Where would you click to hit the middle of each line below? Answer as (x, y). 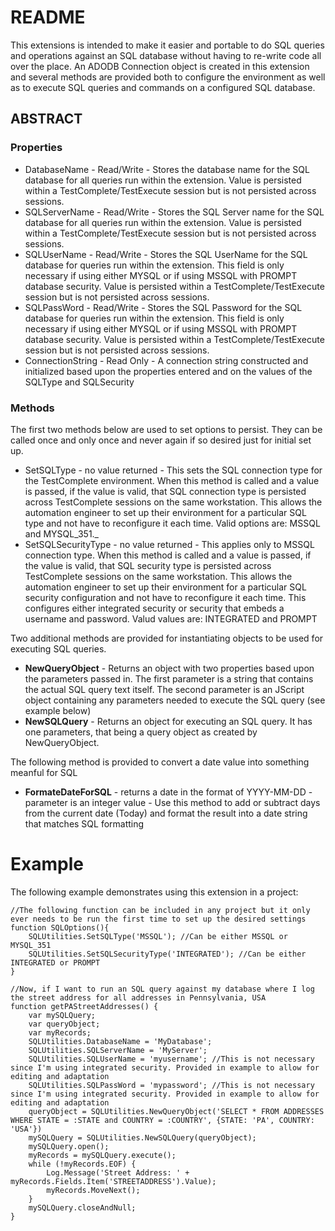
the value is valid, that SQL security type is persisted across (148, 565)
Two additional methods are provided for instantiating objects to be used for (167, 638)
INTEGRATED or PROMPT (55, 962)
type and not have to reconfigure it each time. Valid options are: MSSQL (172, 523)
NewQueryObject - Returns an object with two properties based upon (169, 668)
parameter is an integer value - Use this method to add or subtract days (172, 802)
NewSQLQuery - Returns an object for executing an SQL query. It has (168, 721)
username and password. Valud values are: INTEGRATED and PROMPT (171, 618)
